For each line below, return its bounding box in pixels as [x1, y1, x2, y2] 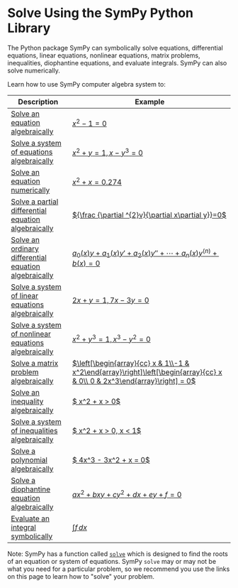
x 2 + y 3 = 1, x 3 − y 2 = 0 [72, 332, 151, 344]
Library [7, 20, 51, 36]
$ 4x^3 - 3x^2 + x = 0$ [72, 454, 150, 464]
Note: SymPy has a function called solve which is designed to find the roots [7, 549, 228, 558]
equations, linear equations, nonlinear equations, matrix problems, [7, 51, 200, 60]
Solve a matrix [11, 358, 59, 368]
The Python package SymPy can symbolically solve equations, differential [7, 43, 223, 52]
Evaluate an [11, 513, 50, 523]
